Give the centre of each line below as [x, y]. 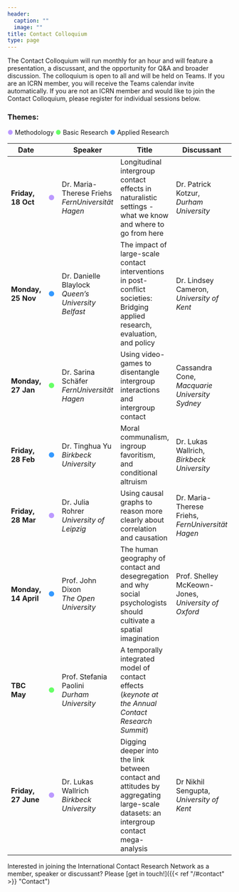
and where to [143, 224]
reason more [142, 512]
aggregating [141, 795]
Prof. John [79, 581]
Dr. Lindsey [195, 281]
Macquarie [194, 385]
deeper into [139, 751]
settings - [137, 207]
